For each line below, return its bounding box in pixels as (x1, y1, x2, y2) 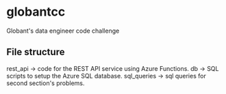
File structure (6, 46, 65, 58)
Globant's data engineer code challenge (6, 27, 120, 35)
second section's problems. (6, 79, 85, 87)
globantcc (6, 4, 66, 20)
